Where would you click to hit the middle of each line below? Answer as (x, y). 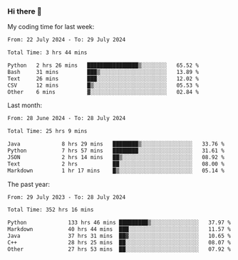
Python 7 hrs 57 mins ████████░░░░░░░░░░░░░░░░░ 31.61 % (116, 151)
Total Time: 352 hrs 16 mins (51, 210)
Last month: (25, 105)
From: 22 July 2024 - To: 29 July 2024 (67, 40)
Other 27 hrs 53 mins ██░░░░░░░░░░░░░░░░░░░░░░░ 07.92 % (119, 249)
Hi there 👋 (25, 11)
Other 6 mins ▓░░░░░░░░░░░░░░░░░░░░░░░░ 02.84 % (103, 92)
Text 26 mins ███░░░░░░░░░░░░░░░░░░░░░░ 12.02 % (103, 78)
